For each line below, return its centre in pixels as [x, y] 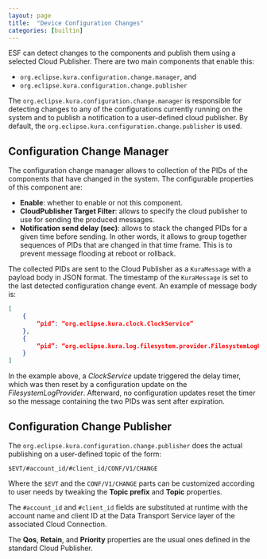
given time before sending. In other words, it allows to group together [133, 236]
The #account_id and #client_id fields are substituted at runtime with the [128, 507]
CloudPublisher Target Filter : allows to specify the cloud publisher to [133, 211]
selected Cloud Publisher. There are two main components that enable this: [131, 61]
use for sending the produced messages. [87, 220]
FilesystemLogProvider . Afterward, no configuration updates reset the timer [132, 393]
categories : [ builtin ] [46, 30]
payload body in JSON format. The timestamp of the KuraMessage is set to [128, 278]
